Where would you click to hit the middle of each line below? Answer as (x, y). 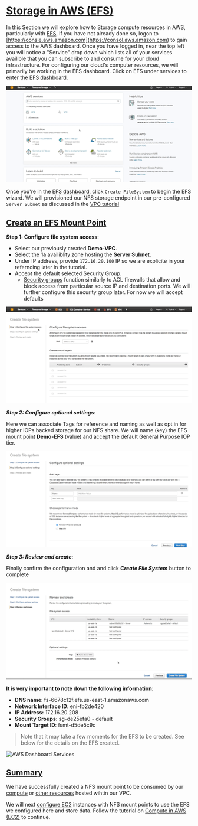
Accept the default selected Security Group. (68, 273)
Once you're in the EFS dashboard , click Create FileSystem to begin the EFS (99, 192)
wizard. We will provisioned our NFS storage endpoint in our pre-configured (98, 198)
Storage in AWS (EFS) (60, 11)
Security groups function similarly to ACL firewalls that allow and (102, 280)
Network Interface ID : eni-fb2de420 (59, 706)
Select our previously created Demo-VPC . (66, 249)
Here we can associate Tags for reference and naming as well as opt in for (96, 424)
